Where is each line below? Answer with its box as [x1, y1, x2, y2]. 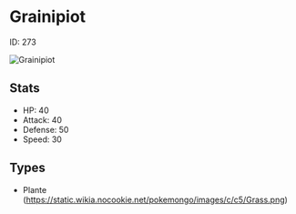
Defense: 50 [22, 124, 69, 135]
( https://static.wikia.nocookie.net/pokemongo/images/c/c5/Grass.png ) [22, 194, 289, 205]
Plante [22, 184, 47, 195]
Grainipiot [9, 6, 87, 27]
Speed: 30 [22, 134, 62, 145]
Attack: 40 [22, 114, 62, 125]
